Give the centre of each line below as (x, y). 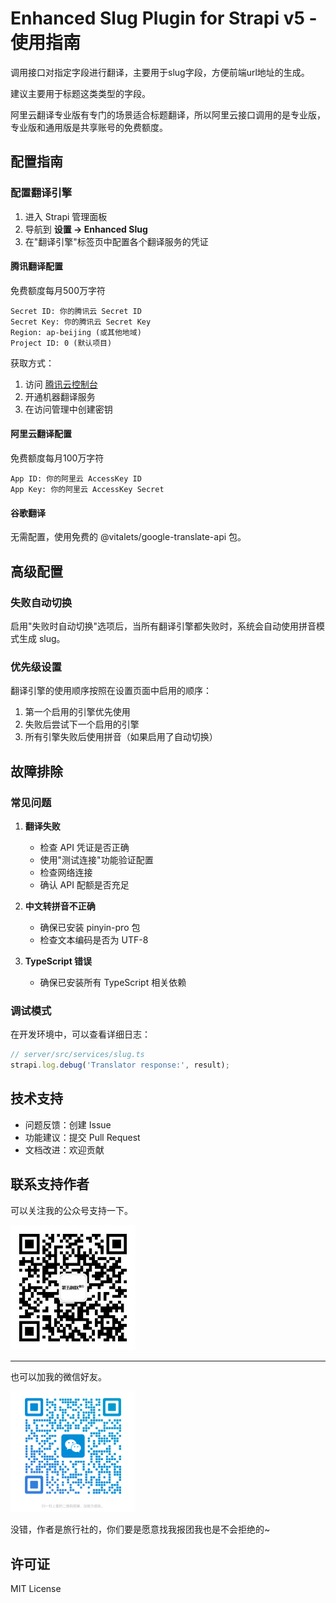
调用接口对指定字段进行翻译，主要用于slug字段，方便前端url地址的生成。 (160, 72)
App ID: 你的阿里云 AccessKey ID (76, 479)
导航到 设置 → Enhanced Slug (86, 229)
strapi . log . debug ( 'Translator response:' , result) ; (120, 1065)
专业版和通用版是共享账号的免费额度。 (89, 127)
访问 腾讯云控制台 (61, 384)
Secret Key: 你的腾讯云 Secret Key (81, 322)
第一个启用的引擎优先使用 (77, 712)
